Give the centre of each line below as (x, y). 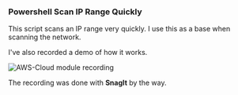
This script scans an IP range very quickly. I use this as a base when (119, 29)
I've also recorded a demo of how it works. (78, 53)
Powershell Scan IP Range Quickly (75, 12)
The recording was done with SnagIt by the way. (87, 83)
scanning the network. (45, 37)
